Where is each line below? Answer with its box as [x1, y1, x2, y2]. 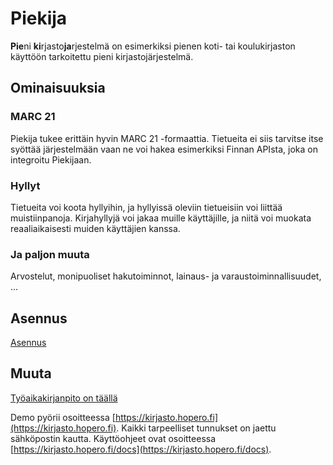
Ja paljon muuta [10, 247, 90, 261]
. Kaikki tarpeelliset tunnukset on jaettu [116, 422, 277, 434]
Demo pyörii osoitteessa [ [10, 411, 116, 423]
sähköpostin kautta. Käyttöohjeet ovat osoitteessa [10, 432, 217, 444]
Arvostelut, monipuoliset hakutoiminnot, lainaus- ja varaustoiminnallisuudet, [10, 270, 322, 282]
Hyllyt [10, 178, 41, 192]
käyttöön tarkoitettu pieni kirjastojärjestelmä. [10, 50, 194, 62]
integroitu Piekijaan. [10, 153, 92, 166]
